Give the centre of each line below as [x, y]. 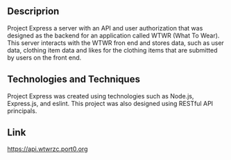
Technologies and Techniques [74, 79]
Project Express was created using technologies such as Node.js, [101, 96]
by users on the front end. [44, 57]
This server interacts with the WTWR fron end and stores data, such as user [115, 43]
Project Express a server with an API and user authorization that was [105, 28]
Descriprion [33, 11]
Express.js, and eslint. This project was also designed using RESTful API [110, 103]
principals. [22, 111]
